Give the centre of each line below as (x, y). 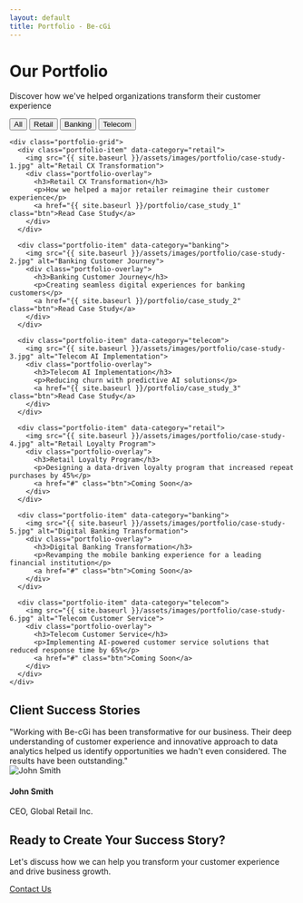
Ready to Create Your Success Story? (117, 840)
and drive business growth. (60, 871)
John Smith (32, 791)
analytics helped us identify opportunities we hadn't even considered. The (148, 751)
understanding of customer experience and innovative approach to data (144, 741)
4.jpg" (22, 444)
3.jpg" (22, 357)
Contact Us (30, 889)
